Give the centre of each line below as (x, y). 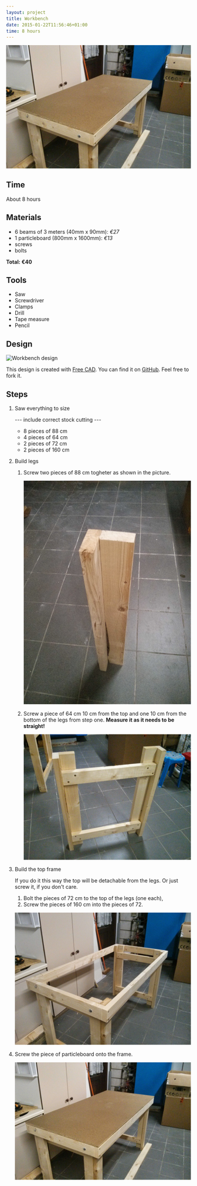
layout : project (26, 12)
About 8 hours (23, 199)
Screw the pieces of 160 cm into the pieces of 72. (83, 904)
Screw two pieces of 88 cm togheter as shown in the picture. (97, 472)
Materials (24, 218)
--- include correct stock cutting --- (58, 419)
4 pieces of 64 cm (45, 437)
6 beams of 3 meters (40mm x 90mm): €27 (67, 231)
